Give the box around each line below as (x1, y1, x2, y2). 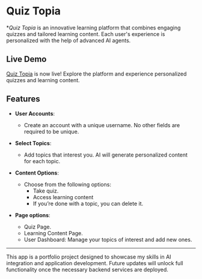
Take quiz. (32, 187, 59, 194)
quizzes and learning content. (6, 76, 80, 83)
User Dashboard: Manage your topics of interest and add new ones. (23, 236, 192, 243)
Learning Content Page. (23, 229, 83, 236)
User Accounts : (14, 110, 55, 117)
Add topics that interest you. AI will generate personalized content (23, 151, 188, 158)
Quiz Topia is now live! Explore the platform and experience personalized (6, 70, 187, 77)
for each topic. (23, 157, 61, 164)
